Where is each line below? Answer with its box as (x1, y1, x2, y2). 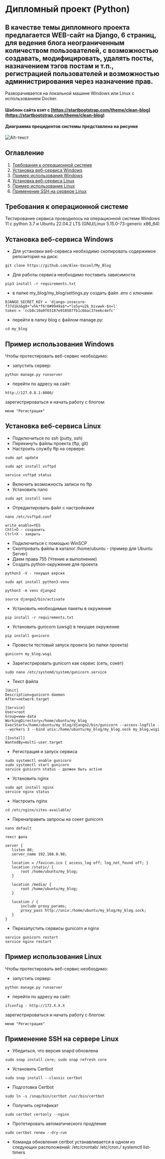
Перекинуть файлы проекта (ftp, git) (12, 440, 89, 446)
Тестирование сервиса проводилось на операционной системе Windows (5, 216, 160, 222)
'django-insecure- (49, 300, 87, 305)
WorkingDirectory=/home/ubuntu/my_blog (5, 718, 87, 723)
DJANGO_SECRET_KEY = (5, 300, 48, 305)
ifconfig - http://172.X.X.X (5, 1003, 65, 1008)
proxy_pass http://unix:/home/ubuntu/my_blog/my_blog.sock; (20, 908, 147, 913)
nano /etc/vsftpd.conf (5, 514, 52, 519)
